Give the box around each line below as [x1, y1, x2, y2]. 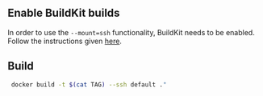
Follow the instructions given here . [7, 36, 123, 46]
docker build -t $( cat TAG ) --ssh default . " [10, 80, 167, 89]
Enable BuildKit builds [7, 6, 120, 20]
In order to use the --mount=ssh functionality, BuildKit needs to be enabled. [7, 27, 255, 37]
